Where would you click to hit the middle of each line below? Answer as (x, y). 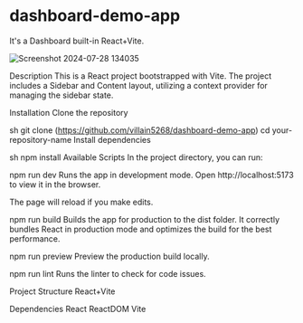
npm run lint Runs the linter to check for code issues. (108, 273)
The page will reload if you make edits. (81, 202)
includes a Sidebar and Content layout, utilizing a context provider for (139, 85)
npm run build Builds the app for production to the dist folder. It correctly (145, 219)
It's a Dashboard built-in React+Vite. (77, 41)
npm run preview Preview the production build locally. (109, 256)
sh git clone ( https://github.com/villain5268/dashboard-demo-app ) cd (140, 130)
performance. (35, 238)
